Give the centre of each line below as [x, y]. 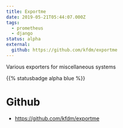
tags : [13, 22]
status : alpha [24, 39]
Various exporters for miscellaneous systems [61, 67]
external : [18, 45]
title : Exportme [26, 12]
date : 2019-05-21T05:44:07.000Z [46, 17]
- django [22, 34]
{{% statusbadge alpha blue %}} [46, 78]
